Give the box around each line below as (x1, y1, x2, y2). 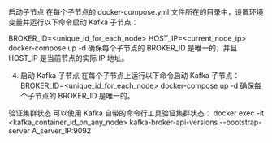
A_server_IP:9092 (32, 126, 92, 136)
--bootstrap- (219, 117, 262, 127)
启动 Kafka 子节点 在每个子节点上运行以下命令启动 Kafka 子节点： (19, 71, 240, 80)
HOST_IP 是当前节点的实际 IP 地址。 (8, 54, 129, 63)
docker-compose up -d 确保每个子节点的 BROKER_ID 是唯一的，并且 (8, 43, 238, 53)
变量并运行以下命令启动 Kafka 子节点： (8, 17, 139, 27)
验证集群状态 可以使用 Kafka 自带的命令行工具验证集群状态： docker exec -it (8, 108, 265, 118)
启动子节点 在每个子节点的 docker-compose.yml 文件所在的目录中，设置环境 (8, 7, 264, 16)
